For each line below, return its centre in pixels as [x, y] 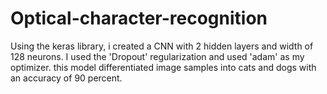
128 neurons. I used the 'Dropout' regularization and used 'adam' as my [157, 56]
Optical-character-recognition [139, 18]
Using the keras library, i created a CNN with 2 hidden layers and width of [162, 46]
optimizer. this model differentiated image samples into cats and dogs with [163, 67]
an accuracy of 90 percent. [66, 78]
